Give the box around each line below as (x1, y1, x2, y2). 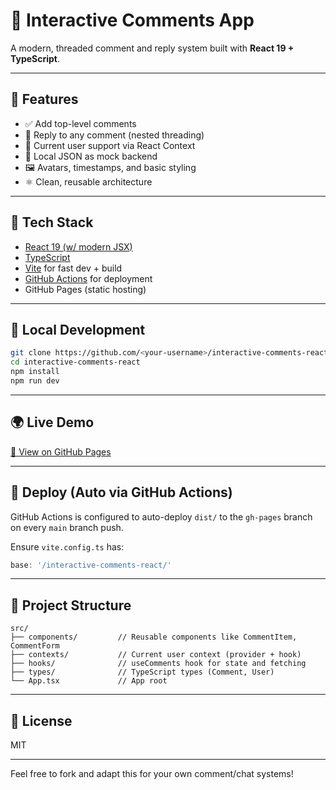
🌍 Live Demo (10, 414, 95, 431)
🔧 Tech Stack (10, 214, 94, 231)
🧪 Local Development (10, 321, 146, 338)
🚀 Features (10, 91, 79, 108)
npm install (10, 367, 60, 377)
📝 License (10, 712, 73, 729)
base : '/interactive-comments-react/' (10, 560, 172, 570)
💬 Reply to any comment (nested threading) (24, 129, 205, 141)
